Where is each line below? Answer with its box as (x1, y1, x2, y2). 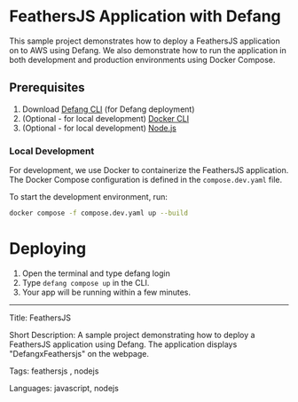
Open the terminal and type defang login (21, 268, 171, 279)
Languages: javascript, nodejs (9, 382, 120, 393)
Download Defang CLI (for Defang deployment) (21, 104, 195, 114)
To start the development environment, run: (9, 192, 169, 202)
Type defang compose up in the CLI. (21, 277, 150, 288)
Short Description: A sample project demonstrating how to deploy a (9, 329, 255, 340)
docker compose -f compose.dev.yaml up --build (9, 209, 189, 218)
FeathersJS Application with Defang (9, 6, 281, 27)
